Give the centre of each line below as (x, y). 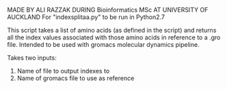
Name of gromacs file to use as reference (76, 78)
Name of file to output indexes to (63, 71)
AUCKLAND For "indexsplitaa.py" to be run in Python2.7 (86, 17)
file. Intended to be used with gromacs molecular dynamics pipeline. (103, 44)
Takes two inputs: (32, 58)
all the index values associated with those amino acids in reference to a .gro (114, 37)
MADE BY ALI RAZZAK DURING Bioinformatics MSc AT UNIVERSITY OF (108, 10)
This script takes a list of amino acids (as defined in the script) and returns (112, 30)
